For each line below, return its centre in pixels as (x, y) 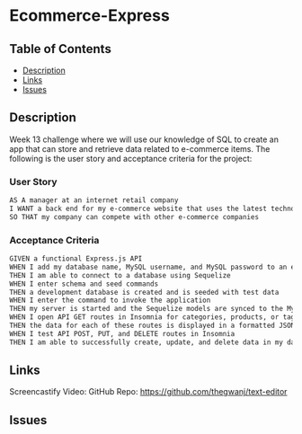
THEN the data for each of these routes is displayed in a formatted (142, 326)
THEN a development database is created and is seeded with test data (144, 292)
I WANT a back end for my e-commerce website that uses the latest (138, 208)
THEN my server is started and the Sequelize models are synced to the (146, 309)
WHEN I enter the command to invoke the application (110, 301)
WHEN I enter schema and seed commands (84, 284)
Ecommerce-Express (90, 16)
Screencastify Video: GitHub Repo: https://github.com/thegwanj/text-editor (148, 392)
